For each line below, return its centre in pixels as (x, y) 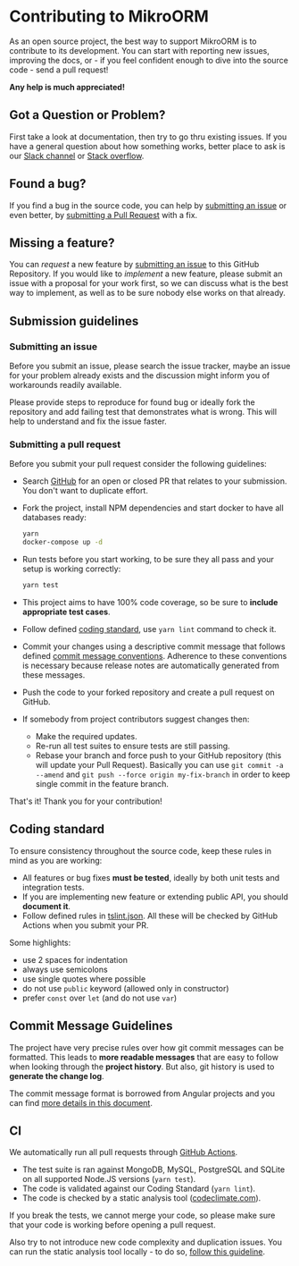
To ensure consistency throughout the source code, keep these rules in (141, 850)
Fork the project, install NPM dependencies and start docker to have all (153, 508)
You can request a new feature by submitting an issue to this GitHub (134, 265)
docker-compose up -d (62, 543)
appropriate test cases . (66, 612)
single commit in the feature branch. (102, 783)
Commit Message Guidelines (91, 1026)
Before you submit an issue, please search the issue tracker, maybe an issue (150, 366)
